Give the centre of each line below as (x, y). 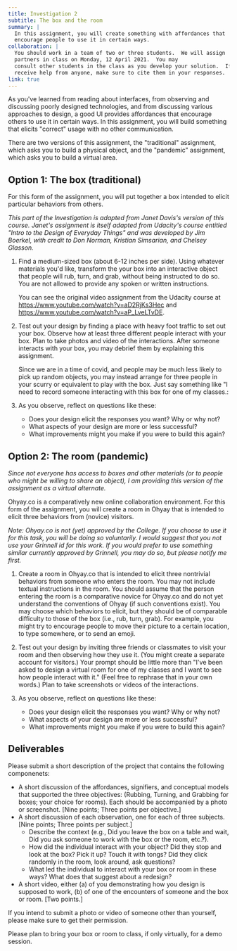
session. (20, 941)
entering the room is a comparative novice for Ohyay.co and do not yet (121, 596)
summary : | (24, 27)
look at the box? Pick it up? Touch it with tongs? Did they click (118, 854)
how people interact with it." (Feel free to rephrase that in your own (115, 677)
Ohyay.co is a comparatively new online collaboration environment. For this (117, 502)
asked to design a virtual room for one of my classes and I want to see (120, 670)
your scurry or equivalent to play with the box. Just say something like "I (123, 385)
